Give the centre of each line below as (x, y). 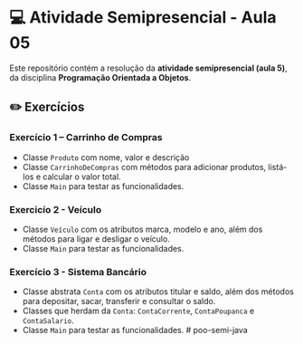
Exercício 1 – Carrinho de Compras (86, 138)
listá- (278, 167)
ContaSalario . (48, 320)
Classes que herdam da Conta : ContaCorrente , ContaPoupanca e (138, 311)
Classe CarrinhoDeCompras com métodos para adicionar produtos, (144, 167)
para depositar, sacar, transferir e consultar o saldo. (119, 301)
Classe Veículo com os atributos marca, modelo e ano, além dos (142, 229)
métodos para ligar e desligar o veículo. (96, 239)
